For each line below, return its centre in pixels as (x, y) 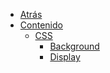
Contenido (41, 25)
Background (74, 46)
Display (65, 57)
